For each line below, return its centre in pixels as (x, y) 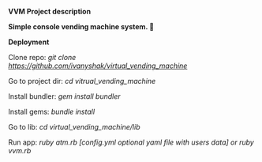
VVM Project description (50, 11)
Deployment (29, 42)
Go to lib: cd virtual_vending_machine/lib (74, 127)
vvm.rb (20, 151)
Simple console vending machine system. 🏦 (81, 26)
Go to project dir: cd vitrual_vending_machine (82, 81)
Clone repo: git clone (42, 57)
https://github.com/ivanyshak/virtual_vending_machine (98, 66)
